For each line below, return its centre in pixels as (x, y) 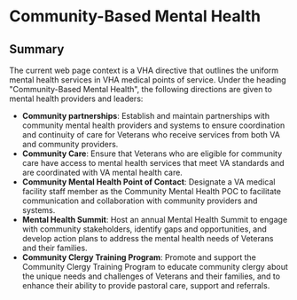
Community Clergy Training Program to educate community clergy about (155, 267)
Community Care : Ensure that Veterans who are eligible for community (152, 154)
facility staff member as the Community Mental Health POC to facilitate (152, 191)
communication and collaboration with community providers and (140, 201)
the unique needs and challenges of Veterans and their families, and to (151, 276)
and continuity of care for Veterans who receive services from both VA (151, 134)
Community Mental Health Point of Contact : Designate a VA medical (148, 182)
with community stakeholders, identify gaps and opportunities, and (145, 229)
